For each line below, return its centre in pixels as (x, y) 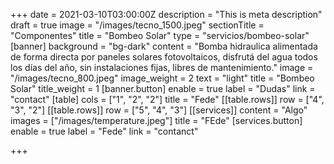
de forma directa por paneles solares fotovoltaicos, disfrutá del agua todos (164, 57)
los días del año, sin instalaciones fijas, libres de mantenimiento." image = (162, 67)
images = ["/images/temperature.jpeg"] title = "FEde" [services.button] (156, 120)
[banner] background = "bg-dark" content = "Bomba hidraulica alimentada (164, 46)
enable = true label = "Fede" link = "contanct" (104, 131)
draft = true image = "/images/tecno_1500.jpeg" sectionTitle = (137, 25)
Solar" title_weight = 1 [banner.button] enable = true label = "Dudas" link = (163, 88)
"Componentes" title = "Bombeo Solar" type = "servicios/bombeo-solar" (160, 35)
